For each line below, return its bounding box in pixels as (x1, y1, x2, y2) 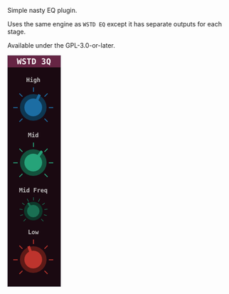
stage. (7, 28, 26, 36)
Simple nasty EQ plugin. (7, 6, 78, 14)
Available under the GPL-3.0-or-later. (7, 41, 116, 49)
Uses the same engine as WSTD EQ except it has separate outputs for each (7, 20, 223, 28)
